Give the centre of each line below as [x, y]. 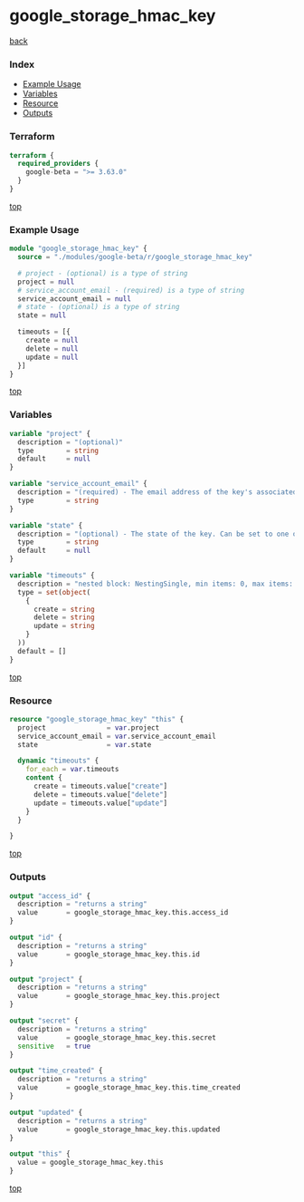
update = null [52, 357]
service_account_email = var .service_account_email [117, 736]
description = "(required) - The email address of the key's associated [157, 492]
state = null [42, 315]
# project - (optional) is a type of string [103, 273]
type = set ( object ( [54, 592]
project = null [46, 282]
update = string [64, 626]
